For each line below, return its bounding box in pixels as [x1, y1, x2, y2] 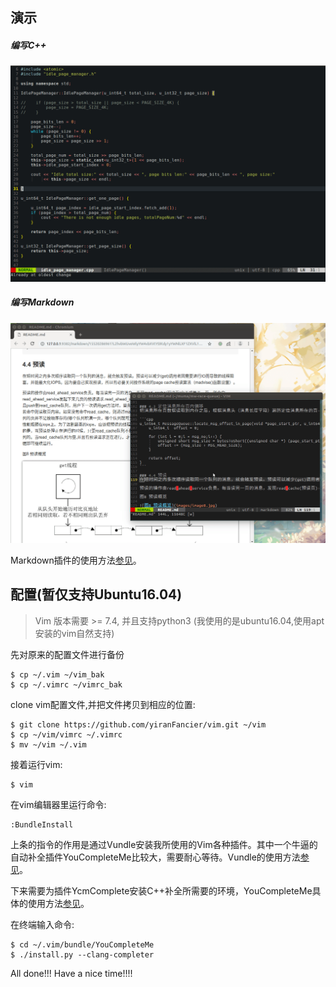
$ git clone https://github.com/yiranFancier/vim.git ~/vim [10, 719, 267, 730]
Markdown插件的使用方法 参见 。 [10, 554, 142, 566]
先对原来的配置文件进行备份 [10, 648, 125, 660]
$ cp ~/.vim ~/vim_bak [10, 669, 105, 680]
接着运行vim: [10, 758, 63, 770]
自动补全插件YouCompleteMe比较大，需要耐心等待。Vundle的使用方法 [10, 851, 301, 863]
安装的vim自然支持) [34, 627, 115, 639]
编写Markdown [10, 296, 75, 308]
